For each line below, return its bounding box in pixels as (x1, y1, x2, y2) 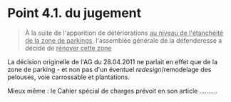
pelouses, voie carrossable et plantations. (7, 73, 130, 81)
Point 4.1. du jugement (7, 5, 142, 21)
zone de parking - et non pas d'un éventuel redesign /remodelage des (7, 65, 212, 73)
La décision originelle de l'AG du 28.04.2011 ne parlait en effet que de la (7, 57, 217, 66)
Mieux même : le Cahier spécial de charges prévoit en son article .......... (7, 86, 217, 95)
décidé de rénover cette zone (24, 44, 112, 52)
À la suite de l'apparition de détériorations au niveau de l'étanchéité (24, 29, 224, 37)
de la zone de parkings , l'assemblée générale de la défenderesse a (24, 36, 222, 44)
